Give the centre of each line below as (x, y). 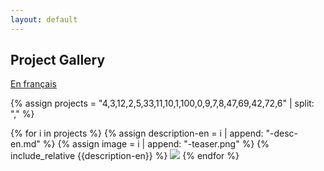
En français (33, 84)
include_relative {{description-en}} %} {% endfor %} (125, 156)
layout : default (44, 19)
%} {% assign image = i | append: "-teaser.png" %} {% (156, 144)
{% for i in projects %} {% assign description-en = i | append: (137, 133)
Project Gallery (58, 60)
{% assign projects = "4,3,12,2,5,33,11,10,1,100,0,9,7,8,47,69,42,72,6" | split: (162, 103)
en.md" (25, 144)
